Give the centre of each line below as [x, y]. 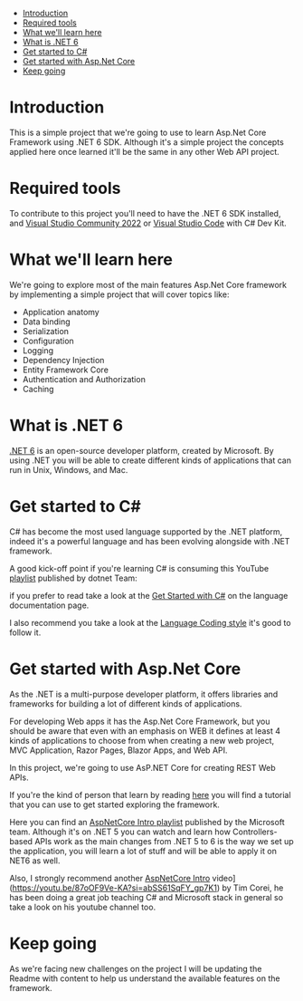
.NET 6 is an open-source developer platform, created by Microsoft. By [142, 450]
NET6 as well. [35, 861]
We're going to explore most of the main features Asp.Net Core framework [148, 284]
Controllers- [255, 832]
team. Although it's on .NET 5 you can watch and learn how [120, 832]
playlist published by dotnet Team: [73, 578]
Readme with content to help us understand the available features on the [145, 978]
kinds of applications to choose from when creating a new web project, [142, 740]
